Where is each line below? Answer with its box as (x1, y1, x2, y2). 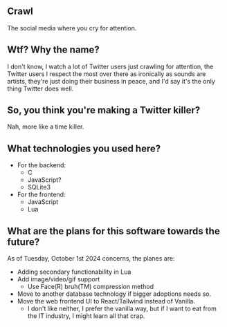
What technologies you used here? (7, 142, 161, 154)
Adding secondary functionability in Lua (17, 268, 131, 276)
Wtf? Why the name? (7, 44, 100, 56)
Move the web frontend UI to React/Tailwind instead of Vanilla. (17, 297, 195, 306)
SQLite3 (27, 183, 51, 191)
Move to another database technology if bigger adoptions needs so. (17, 290, 212, 298)
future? (7, 236, 40, 247)
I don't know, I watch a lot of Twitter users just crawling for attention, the (7, 62, 214, 71)
